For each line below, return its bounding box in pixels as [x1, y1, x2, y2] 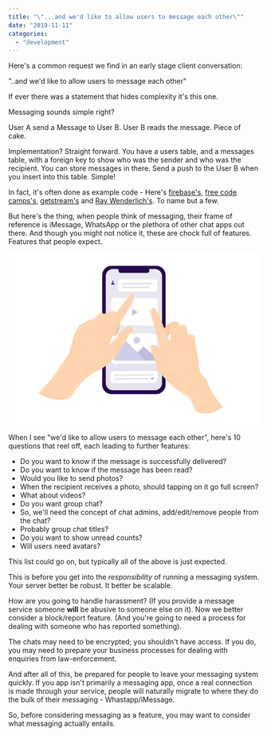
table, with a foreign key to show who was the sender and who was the [8, 155, 241, 165]
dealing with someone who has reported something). [8, 621, 182, 631]
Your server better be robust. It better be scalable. [8, 581, 173, 590]
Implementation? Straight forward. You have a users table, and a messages [8, 147, 255, 156]
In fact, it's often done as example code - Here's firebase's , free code [8, 187, 238, 197]
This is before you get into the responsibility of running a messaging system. [8, 572, 260, 581]
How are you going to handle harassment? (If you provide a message [8, 596, 235, 605]
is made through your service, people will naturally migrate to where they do [8, 686, 259, 695]
